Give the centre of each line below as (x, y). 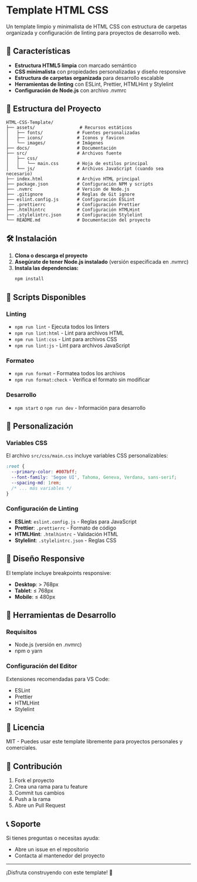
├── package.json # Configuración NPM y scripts (80, 184)
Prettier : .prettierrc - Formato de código (65, 528)
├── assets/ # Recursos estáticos (69, 127)
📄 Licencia (26, 727)
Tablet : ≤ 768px (34, 590)
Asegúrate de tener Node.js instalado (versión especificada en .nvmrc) (101, 262)
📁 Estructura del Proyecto (54, 109)
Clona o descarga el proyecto (51, 255)
